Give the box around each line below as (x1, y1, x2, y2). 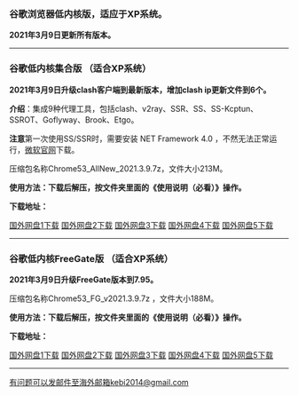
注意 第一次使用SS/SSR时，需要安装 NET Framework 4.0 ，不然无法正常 (9, 133, 270, 144)
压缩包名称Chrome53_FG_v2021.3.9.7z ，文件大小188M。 (9, 293, 219, 304)
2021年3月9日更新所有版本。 (9, 29, 116, 41)
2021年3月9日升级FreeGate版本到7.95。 (9, 273, 158, 285)
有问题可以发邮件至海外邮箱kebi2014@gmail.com (9, 376, 189, 387)
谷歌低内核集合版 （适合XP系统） (9, 62, 152, 75)
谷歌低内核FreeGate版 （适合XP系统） (9, 252, 174, 265)
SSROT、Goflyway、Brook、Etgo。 (9, 114, 139, 125)
